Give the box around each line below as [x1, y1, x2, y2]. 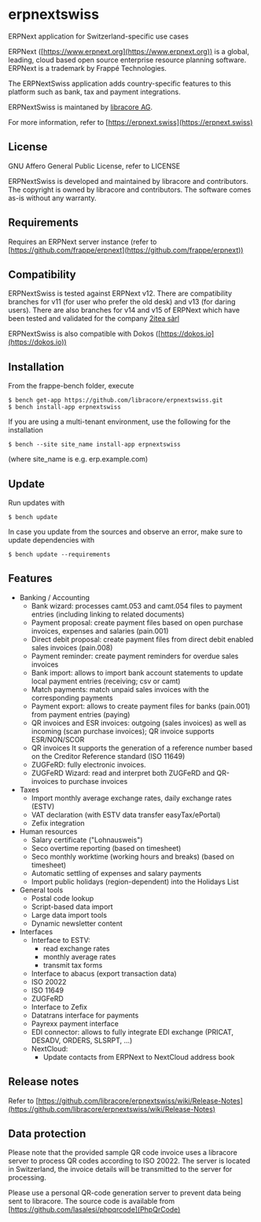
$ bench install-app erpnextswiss [8, 403, 122, 411]
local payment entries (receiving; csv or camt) [31, 676, 181, 686]
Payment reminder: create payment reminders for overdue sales [31, 651, 239, 661]
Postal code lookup [31, 893, 94, 903]
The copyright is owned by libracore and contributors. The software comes [8, 185, 252, 194]
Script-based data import [31, 902, 113, 911]
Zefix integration [31, 818, 85, 827]
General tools [19, 885, 64, 894]
